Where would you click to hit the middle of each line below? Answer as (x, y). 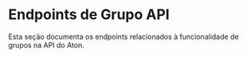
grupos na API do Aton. (47, 44)
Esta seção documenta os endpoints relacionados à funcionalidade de (123, 37)
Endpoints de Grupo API (89, 15)
